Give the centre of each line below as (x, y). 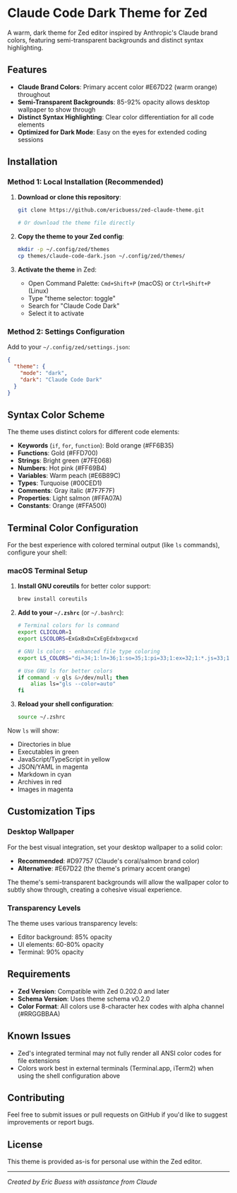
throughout (34, 94)
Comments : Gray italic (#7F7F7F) (66, 491)
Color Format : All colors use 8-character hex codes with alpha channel (121, 1006)
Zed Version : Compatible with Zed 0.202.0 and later (93, 991)
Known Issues (39, 1036)
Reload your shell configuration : (66, 704)
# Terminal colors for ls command (68, 626)
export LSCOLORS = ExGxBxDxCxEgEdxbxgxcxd (78, 639)
